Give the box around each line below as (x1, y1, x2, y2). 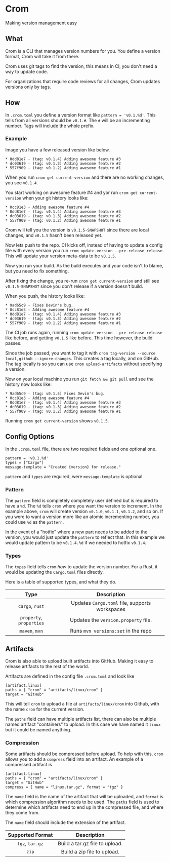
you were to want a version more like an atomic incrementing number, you (5, 514, 159, 520)
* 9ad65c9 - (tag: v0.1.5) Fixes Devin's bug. (5, 391, 105, 396)
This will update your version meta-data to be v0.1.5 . (5, 253, 116, 259)
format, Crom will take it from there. (5, 53, 79, 59)
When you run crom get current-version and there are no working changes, (5, 174, 164, 180)
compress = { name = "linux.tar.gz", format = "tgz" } (5, 785, 123, 790)
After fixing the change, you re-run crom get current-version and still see (5, 278, 159, 284)
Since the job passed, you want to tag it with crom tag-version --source (5, 350, 156, 356)
